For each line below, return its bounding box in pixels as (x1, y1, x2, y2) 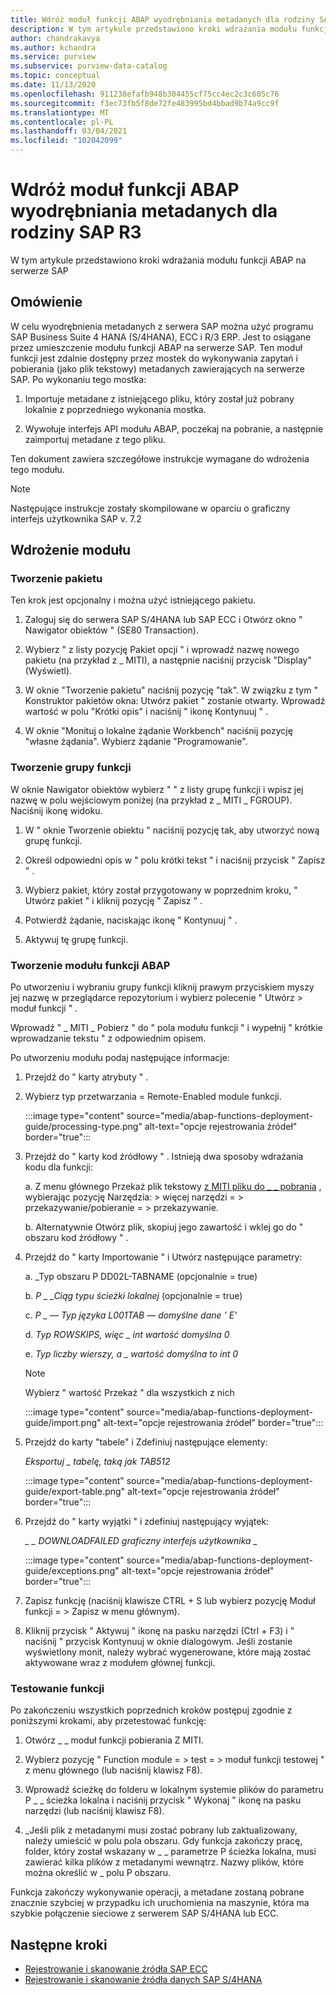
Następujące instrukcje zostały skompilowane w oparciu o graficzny (10, 502, 291, 514)
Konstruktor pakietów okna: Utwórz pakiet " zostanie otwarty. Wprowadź (24, 695, 326, 707)
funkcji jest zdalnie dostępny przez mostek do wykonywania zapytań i (10, 352, 298, 364)
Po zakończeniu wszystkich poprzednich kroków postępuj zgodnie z (10, 1704, 293, 1716)
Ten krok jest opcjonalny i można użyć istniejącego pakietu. (10, 594, 256, 606)
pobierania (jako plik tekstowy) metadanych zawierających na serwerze (10, 362, 305, 375)
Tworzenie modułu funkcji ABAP (10, 958, 171, 972)
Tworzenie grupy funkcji (10, 761, 132, 775)
